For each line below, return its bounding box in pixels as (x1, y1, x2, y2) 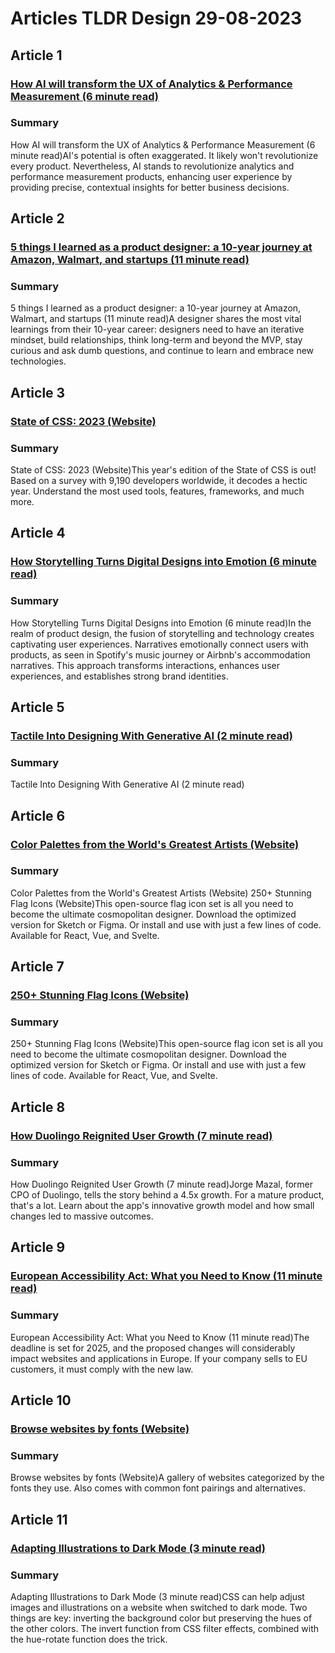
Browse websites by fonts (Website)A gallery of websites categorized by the (10, 1472, 325, 1484)
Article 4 (10, 525, 66, 542)
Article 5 (10, 699, 65, 716)
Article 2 (10, 210, 65, 227)
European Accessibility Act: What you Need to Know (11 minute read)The (10, 1331, 310, 1343)
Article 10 (10, 1392, 72, 1409)
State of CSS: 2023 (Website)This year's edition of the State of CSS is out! (10, 464, 317, 476)
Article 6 (10, 807, 66, 824)
